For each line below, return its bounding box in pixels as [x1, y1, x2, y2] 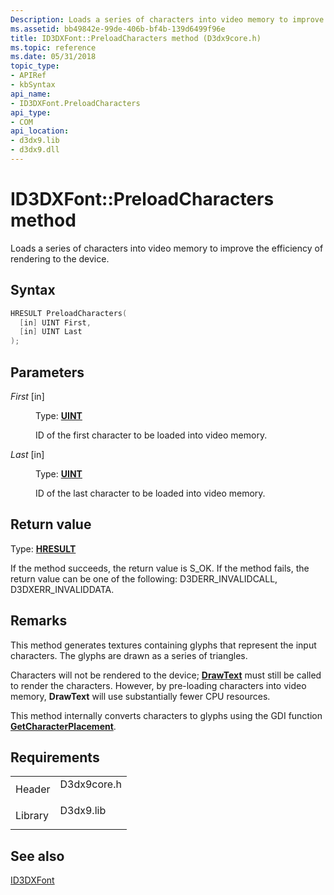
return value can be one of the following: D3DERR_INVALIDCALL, [10, 572, 278, 585]
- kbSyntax [10, 80, 56, 90]
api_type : [10, 107, 52, 118]
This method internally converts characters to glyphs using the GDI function [10, 709, 323, 721]
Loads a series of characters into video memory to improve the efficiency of [10, 242, 324, 254]
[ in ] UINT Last [19, 327, 83, 337]
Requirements [10, 749, 100, 766]
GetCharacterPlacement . [10, 720, 117, 732]
